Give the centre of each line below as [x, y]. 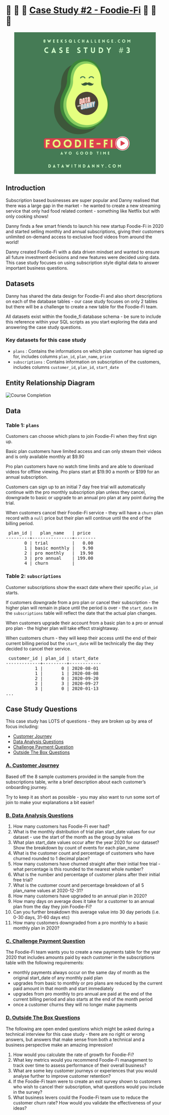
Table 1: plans [22, 425]
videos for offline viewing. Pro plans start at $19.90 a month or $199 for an [83, 472]
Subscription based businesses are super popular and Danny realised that [82, 200]
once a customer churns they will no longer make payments [75, 1005]
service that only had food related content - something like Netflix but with [83, 211]
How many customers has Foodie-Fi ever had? [61, 826]
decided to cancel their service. [39, 648]
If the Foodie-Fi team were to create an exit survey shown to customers [87, 1081]
